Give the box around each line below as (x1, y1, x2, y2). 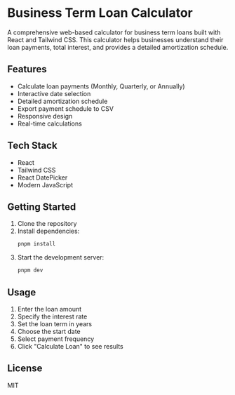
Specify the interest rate (17, 312, 88, 321)
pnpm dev (17, 267, 43, 274)
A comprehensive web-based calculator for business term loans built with (7, 28, 221, 36)
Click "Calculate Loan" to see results (17, 342, 124, 350)
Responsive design (17, 112, 73, 120)
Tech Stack (7, 140, 58, 152)
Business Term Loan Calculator (7, 5, 193, 21)
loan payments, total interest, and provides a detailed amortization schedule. (7, 43, 229, 51)
